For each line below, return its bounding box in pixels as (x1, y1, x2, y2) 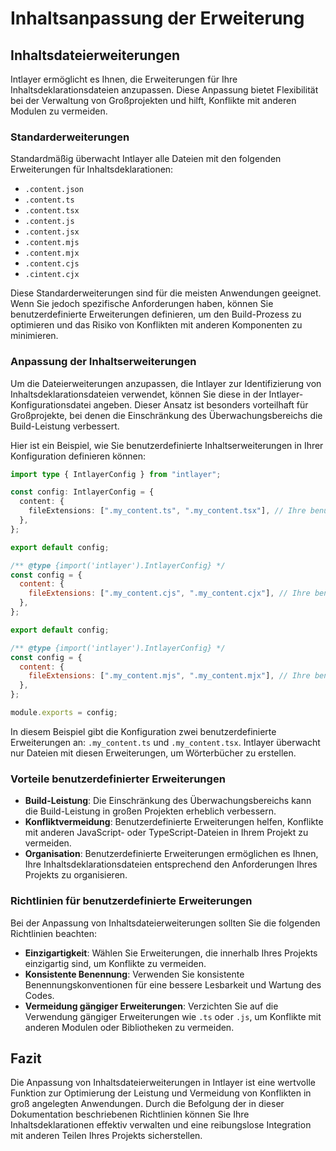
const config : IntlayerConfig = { (10, 487, 155, 497)
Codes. (24, 989, 55, 1001)
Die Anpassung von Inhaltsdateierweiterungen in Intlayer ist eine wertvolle (10, 1077, 316, 1089)
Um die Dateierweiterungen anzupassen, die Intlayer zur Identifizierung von (10, 377, 322, 389)
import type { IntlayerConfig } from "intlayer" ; (10, 469, 222, 479)
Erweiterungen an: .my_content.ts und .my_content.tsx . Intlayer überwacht (10, 736, 321, 748)
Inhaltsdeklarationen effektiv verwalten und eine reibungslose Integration (10, 1119, 312, 1131)
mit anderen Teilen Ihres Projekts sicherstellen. (10, 1130, 203, 1142)
